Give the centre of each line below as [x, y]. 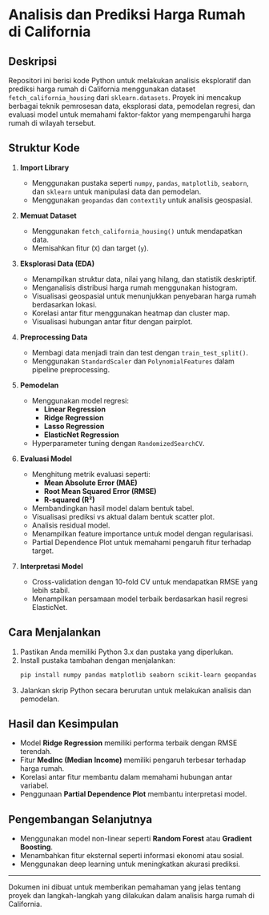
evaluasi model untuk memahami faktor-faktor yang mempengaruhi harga [130, 114]
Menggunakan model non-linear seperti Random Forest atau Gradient [136, 839]
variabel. [34, 785]
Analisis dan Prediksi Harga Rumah [127, 15]
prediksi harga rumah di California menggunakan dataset [102, 89]
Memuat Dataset [48, 215]
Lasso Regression [74, 426]
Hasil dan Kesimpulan [64, 723]
